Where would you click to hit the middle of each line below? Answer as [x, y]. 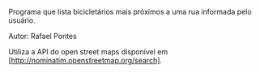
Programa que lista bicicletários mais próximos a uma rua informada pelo [130, 12]
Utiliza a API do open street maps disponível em [88, 52]
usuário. [22, 20]
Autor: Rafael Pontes [43, 36]
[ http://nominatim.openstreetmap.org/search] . [85, 60]
